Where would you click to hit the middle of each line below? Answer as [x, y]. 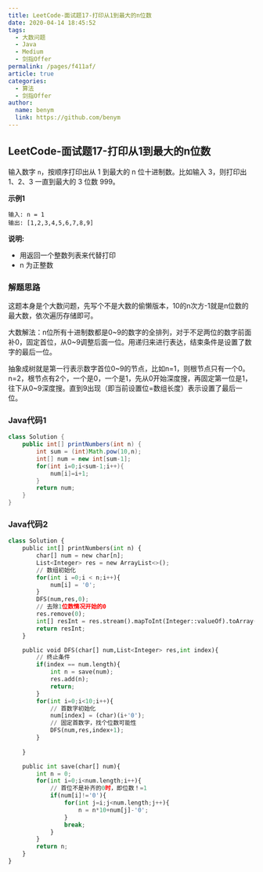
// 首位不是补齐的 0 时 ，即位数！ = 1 [98, 788]
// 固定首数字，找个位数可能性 [93, 723]
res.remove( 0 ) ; [61, 614]
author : [21, 103]
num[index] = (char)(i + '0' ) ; [97, 716]
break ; [75, 825]
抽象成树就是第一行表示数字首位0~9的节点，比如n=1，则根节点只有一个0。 [129, 368]
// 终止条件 [53, 657]
